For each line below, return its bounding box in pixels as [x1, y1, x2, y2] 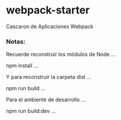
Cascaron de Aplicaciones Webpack [6, 23, 94, 30]
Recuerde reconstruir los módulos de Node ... [6, 51, 116, 58]
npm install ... [6, 62, 39, 69]
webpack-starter [6, 4, 90, 17]
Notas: [6, 37, 26, 46]
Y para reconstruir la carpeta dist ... [6, 74, 92, 81]
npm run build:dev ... [6, 108, 56, 115]
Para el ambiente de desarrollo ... [6, 96, 86, 103]
